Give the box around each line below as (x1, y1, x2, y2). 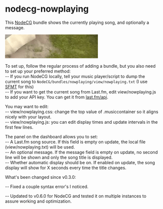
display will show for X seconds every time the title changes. (5, 165, 127, 171)
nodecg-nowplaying (5, 3, 89, 15)
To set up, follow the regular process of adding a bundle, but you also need (5, 63, 156, 69)
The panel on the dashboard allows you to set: (5, 133, 98, 139)
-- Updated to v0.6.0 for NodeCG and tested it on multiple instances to (5, 193, 147, 199)
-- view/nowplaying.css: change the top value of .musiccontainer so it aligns (5, 109, 159, 114)
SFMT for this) (5, 84, 34, 90)
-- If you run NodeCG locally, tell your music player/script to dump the (5, 73, 145, 79)
